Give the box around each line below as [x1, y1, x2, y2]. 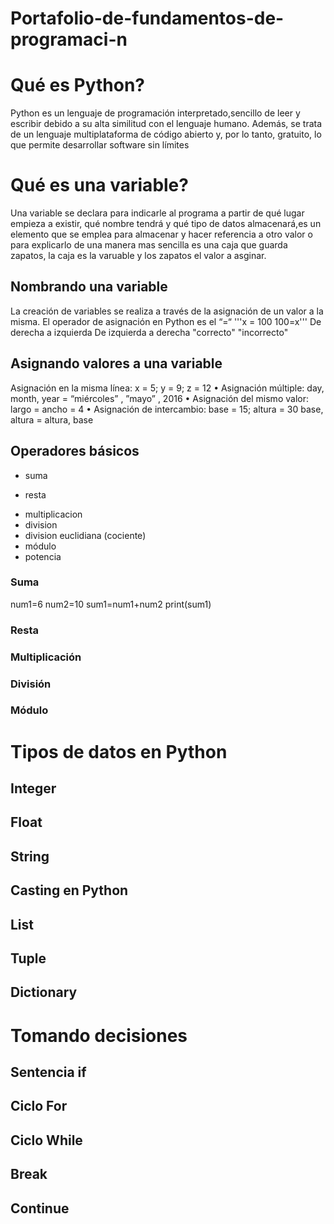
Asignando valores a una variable [10, 355, 223, 372]
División [10, 677, 52, 691]
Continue [10, 1200, 70, 1217]
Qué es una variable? [10, 174, 189, 197]
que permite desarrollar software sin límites [10, 139, 190, 151]
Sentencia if [10, 1063, 87, 1081]
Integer [10, 780, 57, 797]
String [10, 848, 50, 865]
